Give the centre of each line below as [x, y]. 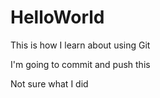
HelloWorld [57, 17]
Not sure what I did [49, 83]
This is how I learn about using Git [80, 45]
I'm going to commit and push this [80, 64]
